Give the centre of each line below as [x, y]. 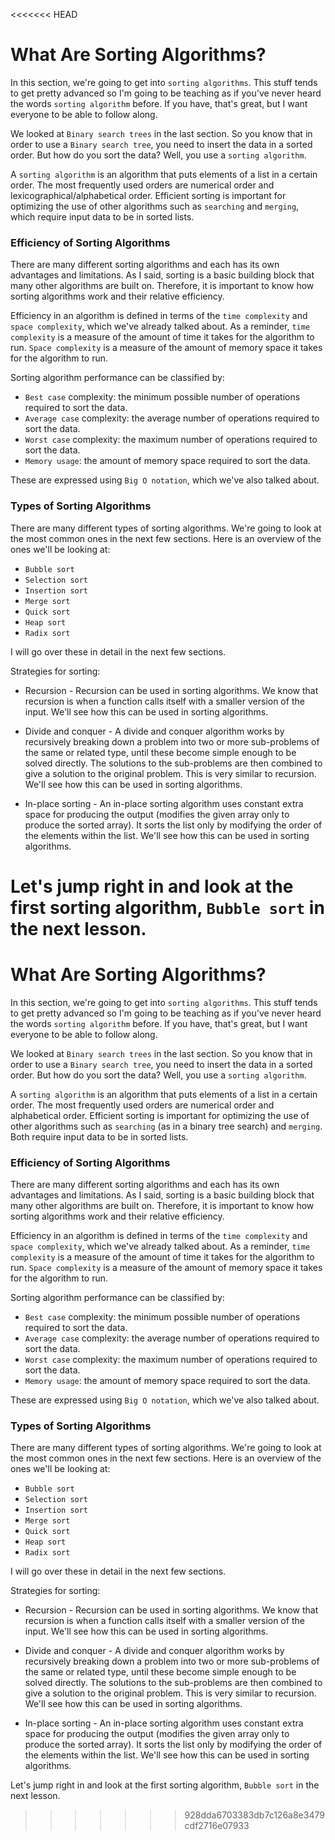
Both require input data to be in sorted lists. [99, 1136]
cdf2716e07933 [217, 1826]
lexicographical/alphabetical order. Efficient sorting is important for [148, 195]
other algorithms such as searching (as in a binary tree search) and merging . [166, 1126]
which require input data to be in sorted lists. [102, 216]
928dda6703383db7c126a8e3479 [254, 1815]
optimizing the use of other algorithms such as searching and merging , [155, 206]
